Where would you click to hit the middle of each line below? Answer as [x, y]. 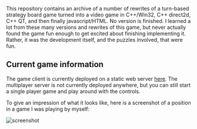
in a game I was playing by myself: [48, 109]
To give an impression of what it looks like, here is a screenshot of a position [98, 102]
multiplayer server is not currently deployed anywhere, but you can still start [98, 85]
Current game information [55, 64]
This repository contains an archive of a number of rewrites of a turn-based [98, 9]
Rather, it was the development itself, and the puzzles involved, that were [95, 40]
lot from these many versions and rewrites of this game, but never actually [96, 27]
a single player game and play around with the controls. [73, 91]
